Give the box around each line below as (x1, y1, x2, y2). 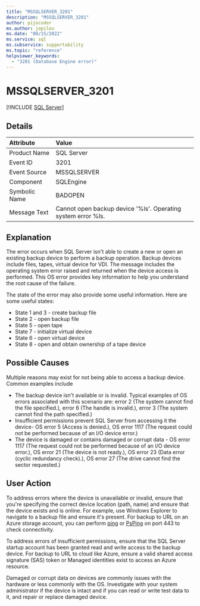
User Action (6, 479, 52, 489)
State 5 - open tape (14, 322, 63, 329)
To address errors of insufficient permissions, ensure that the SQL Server (6, 537, 186, 545)
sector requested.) (14, 461, 61, 468)
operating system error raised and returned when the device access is (6, 267, 179, 274)
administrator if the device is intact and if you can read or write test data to (6, 587, 189, 594)
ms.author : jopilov (6, 25, 55, 32)
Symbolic (9, 188, 36, 196)
